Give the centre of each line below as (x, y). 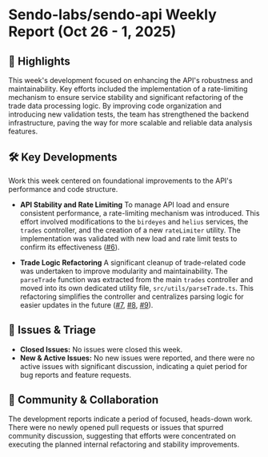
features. (23, 131)
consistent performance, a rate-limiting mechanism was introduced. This (140, 213)
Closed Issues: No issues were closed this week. (101, 349)
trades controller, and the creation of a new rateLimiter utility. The (130, 230)
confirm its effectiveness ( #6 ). (70, 247)
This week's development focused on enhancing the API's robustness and (131, 80)
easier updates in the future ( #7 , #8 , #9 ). (86, 304)
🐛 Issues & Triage (52, 330)
